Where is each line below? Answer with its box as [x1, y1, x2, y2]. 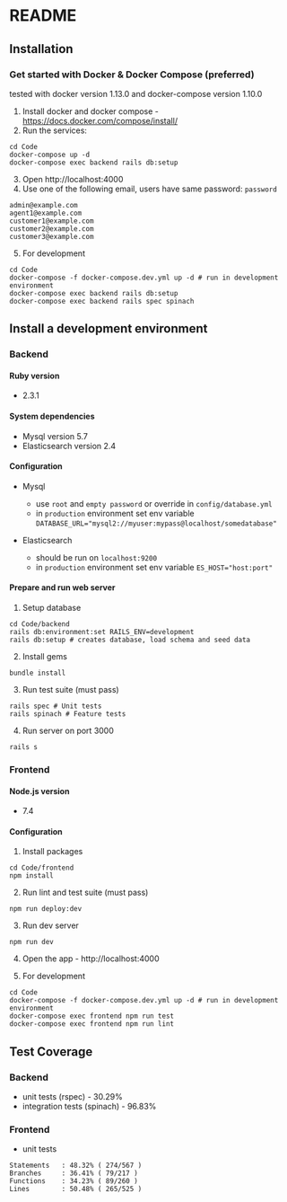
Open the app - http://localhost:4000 [22, 953, 160, 964]
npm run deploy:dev [9, 905, 83, 914]
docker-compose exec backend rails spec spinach [9, 296, 195, 305]
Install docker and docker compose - [22, 105, 160, 117]
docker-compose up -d [9, 150, 91, 159]
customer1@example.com [9, 217, 94, 225]
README [9, 5, 77, 26]
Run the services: [22, 125, 88, 136]
